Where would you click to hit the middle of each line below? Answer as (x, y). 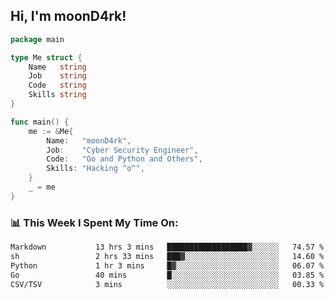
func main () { (40, 122)
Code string (57, 85)
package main (37, 39)
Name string (57, 67)
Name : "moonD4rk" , (89, 140)
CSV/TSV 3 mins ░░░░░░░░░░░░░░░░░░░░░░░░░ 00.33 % (167, 284)
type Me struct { (46, 57)
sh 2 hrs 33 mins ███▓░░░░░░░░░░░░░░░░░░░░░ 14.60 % (167, 256)
